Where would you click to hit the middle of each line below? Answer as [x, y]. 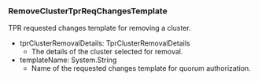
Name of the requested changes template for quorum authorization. [141, 68]
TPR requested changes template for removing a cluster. [100, 28]
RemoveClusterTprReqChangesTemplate [88, 11]
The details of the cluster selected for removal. [107, 52]
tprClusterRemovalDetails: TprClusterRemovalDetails [105, 43]
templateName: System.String [68, 60]
